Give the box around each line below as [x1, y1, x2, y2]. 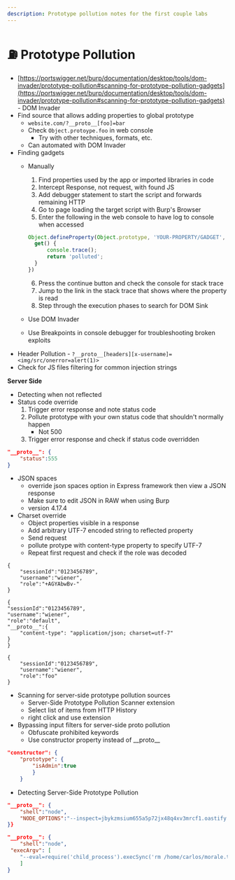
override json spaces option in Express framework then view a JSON [27, 482, 226, 490]
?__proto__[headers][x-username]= [71, 351, 173, 358]
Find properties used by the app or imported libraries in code [38, 175, 215, 184]
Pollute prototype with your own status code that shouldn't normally [27, 412, 224, 421]
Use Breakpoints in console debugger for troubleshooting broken [27, 328, 215, 337]
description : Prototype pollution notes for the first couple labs [7, 10, 208, 18]
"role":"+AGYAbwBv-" [20, 581, 80, 588]
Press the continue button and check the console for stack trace [38, 278, 224, 287]
